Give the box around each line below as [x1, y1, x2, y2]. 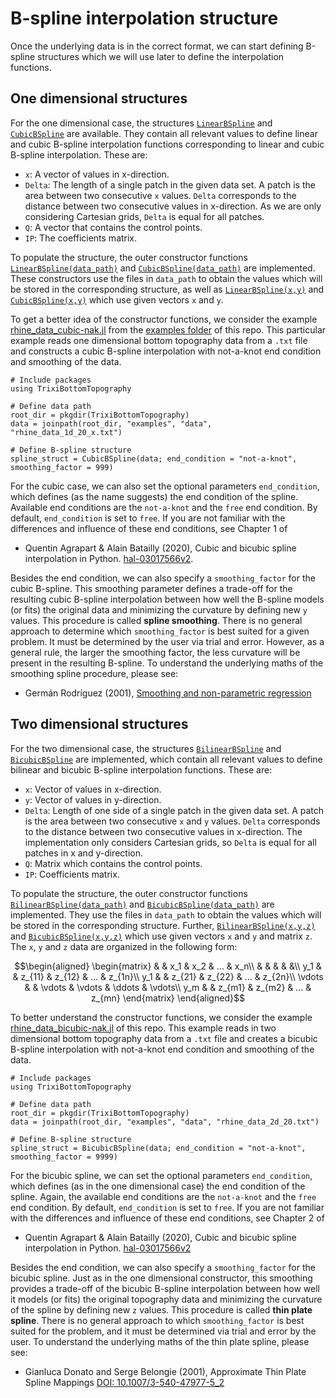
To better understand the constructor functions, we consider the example [10, 1011, 313, 1023]
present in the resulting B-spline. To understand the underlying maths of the [10, 657, 324, 669]
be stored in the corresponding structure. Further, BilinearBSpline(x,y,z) [10, 919, 316, 931]
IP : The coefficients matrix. [24, 232, 138, 244]
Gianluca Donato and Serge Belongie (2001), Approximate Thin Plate [24, 1365, 307, 1377]
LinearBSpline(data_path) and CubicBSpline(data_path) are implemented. [10, 262, 316, 274]
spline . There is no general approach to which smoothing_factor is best [10, 1314, 305, 1326]
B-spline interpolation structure [10, 7, 279, 30]
